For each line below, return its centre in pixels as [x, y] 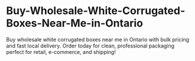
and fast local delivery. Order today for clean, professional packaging [90, 46]
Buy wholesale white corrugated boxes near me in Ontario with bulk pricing [98, 39]
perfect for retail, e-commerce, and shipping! [61, 52]
